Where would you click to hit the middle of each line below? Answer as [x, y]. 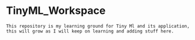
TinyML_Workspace [56, 11]
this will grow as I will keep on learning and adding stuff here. [90, 31]
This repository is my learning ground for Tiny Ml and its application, [98, 26]
